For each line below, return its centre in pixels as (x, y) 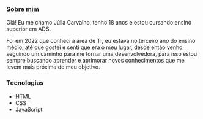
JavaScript (29, 109)
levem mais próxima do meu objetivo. (53, 67)
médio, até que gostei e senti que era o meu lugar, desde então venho (94, 47)
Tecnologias (25, 83)
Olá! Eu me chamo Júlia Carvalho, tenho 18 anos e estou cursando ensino (99, 23)
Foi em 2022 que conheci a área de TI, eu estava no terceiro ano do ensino (101, 41)
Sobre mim (23, 9)
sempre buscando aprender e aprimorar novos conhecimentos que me (95, 61)
